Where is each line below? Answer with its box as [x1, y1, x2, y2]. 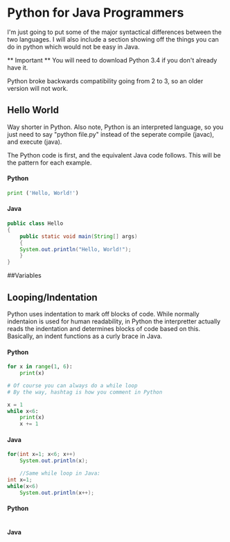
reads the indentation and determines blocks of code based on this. [7, 324, 201, 332]
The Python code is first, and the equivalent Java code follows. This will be [7, 151, 222, 159]
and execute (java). [7, 137, 62, 146]
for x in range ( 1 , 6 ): [7, 363, 73, 371]
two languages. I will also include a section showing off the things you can [7, 35, 220, 43]
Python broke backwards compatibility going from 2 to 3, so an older [7, 76, 204, 85]
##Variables [7, 271, 42, 280]
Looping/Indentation [7, 291, 98, 303]
